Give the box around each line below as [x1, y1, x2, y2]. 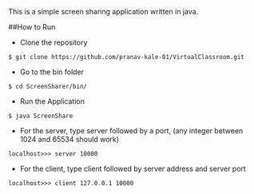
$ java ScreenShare [8, 112, 73, 120]
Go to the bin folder [19, 67, 85, 77]
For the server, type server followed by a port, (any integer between [19, 126, 244, 135]
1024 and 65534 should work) [19, 135, 120, 144]
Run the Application [19, 97, 85, 106]
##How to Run [8, 22, 56, 31]
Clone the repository [19, 38, 88, 47]
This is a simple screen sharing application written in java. [8, 7, 199, 16]
